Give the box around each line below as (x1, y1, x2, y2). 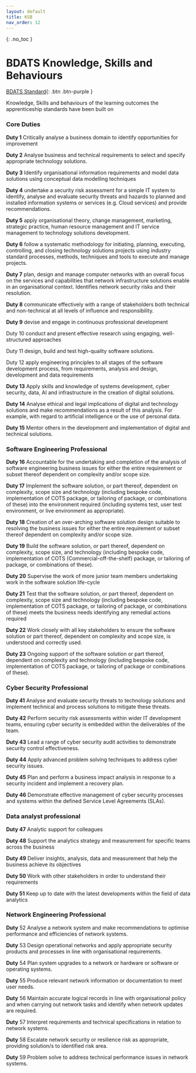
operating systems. (6, 966, 53, 973)
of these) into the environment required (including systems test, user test (6, 500, 183, 508)
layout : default (6, 8, 46, 15)
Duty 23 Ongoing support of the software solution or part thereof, (6, 650, 165, 657)
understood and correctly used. (6, 638, 82, 646)
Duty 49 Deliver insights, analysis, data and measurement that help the (6, 855, 177, 862)
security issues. (6, 762, 44, 769)
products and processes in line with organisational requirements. (6, 948, 162, 955)
